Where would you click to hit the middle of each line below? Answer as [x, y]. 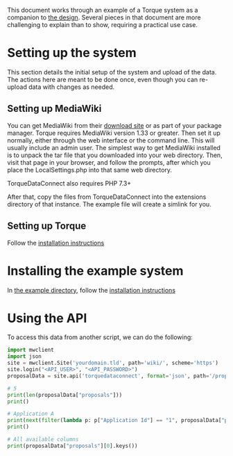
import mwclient [31, 350]
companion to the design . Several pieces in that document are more [104, 17]
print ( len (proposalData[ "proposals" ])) [65, 395]
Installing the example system [95, 271]
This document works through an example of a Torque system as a [103, 10]
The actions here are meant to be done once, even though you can [103, 79]
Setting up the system [72, 53]
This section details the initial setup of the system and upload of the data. [112, 72]
